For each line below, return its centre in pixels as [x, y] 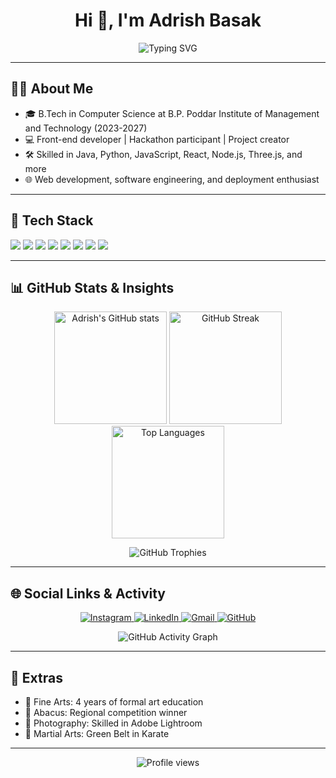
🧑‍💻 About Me [52, 89]
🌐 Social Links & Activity [88, 593]
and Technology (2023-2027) [86, 128]
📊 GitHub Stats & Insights [92, 287]
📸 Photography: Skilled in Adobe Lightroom [113, 723]
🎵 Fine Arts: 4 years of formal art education [114, 702]
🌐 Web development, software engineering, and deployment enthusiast [172, 179]
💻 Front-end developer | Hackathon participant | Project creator [157, 139]
